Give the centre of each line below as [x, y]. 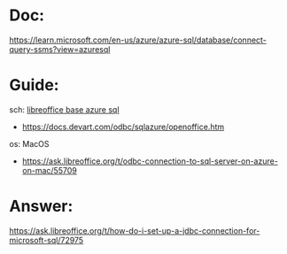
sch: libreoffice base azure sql [64, 109]
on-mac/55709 [49, 170]
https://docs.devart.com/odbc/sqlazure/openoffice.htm [123, 127]
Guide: [34, 85]
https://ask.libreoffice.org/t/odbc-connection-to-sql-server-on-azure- [150, 161]
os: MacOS [29, 143]
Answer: [41, 207]
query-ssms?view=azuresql [60, 49]
